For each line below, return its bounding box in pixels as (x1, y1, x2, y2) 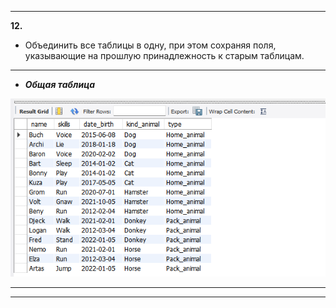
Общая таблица (24, 79, 96, 90)
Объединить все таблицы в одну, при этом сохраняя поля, (24, 39, 277, 51)
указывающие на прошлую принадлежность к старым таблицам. (24, 50, 305, 61)
